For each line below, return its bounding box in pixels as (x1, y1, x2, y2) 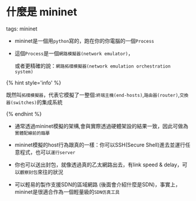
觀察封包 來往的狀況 (19, 168, 63, 175)
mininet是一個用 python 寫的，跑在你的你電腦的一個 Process (14, 37, 154, 44)
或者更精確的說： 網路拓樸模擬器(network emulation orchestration (14, 62, 171, 69)
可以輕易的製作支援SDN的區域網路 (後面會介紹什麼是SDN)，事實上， (14, 180, 181, 188)
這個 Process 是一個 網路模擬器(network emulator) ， (14, 49, 134, 56)
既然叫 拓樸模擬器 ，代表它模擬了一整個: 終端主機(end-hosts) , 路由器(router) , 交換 (6, 91, 189, 98)
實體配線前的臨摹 (14, 130, 50, 136)
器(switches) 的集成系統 (6, 98, 63, 106)
